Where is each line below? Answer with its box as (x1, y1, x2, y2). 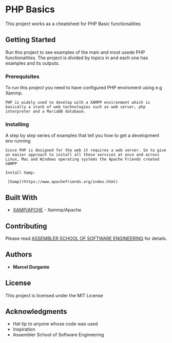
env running (5, 138, 31, 144)
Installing (5, 121, 29, 128)
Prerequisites (5, 73, 40, 80)
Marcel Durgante (12, 263, 50, 270)
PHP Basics (5, 4, 55, 15)
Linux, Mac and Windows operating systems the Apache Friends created (5, 157, 160, 162)
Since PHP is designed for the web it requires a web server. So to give (5, 148, 167, 153)
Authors (5, 250, 32, 259)
